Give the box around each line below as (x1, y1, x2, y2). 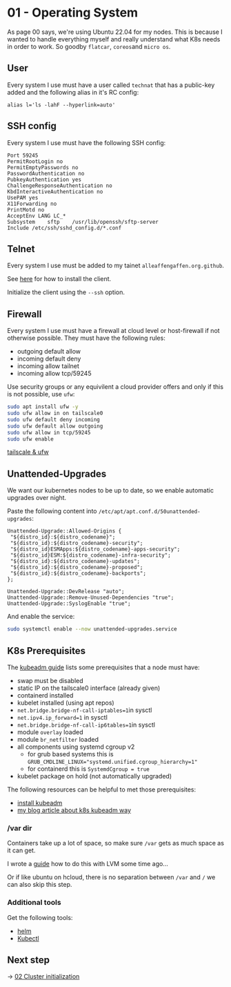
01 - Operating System (7, 5, 139, 21)
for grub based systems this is (27, 749, 114, 758)
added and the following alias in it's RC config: (7, 88, 139, 96)
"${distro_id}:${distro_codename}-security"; (10, 540, 143, 547)
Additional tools (7, 898, 61, 908)
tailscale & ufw (7, 448, 50, 457)
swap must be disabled (17, 676, 84, 684)
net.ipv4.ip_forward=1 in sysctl (17, 713, 108, 721)
